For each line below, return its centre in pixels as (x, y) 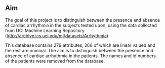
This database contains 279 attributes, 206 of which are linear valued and (80, 45)
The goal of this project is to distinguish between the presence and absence (82, 20)
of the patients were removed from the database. (55, 61)
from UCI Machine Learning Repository (45, 30)
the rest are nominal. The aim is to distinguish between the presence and (79, 50)
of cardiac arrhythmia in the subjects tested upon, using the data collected (81, 25)
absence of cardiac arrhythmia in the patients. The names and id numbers (81, 56)
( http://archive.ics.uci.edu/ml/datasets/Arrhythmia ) (57, 35)
